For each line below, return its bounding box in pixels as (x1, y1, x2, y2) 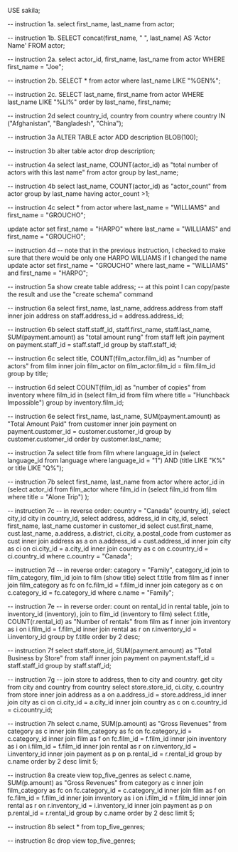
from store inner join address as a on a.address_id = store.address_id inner (7, 690, 227, 699)
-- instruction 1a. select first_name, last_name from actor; (7, 20, 175, 28)
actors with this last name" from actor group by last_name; (7, 168, 179, 177)
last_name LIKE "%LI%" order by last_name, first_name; (7, 98, 171, 106)
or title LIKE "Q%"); (7, 464, 64, 472)
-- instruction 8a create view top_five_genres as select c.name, (7, 771, 192, 779)
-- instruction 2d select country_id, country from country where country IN (7, 112, 226, 120)
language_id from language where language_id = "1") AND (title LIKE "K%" (7, 456, 226, 464)
